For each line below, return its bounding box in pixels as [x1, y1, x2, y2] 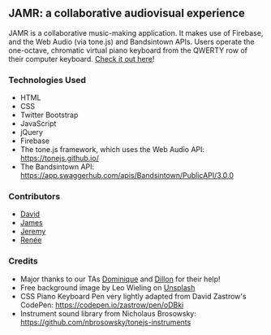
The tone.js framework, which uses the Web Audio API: [19, 145, 205, 154]
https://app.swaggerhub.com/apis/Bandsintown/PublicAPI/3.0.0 [19, 171, 234, 181]
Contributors [8, 191, 61, 202]
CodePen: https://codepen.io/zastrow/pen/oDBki [19, 300, 184, 310]
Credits [8, 255, 38, 267]
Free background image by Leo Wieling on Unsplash [19, 282, 196, 292]
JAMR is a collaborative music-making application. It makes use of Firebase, [8, 28, 264, 37]
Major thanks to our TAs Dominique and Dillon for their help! [19, 274, 221, 284]
